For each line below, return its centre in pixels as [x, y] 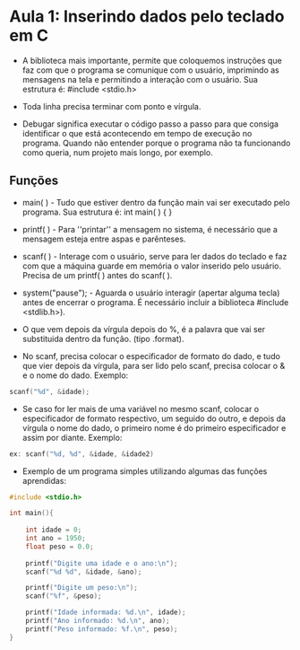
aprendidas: [44, 480]
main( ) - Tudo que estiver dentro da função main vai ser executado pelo [156, 202]
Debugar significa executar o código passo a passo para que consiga [150, 124]
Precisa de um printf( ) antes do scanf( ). [97, 275]
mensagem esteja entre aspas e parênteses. [104, 239]
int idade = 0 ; [54, 530]
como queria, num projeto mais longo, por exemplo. [117, 152]
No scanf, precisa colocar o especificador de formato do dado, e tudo [151, 356]
